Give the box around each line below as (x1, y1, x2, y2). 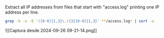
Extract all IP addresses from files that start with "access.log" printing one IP (5, 4, 160, 10)
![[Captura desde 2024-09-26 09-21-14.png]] (5, 27, 97, 33)
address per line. (5, 9, 39, 15)
